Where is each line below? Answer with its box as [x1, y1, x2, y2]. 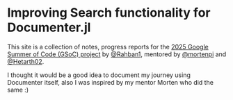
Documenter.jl [7, 19, 91, 35]
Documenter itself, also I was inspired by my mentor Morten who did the [7, 78, 214, 86]
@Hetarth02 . [7, 57, 45, 65]
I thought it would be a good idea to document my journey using [7, 71, 191, 79]
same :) [7, 85, 29, 94]
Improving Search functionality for [7, 5, 211, 21]
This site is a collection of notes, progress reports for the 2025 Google [7, 42, 209, 51]
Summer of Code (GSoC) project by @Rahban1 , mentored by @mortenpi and [7, 50, 227, 58]
